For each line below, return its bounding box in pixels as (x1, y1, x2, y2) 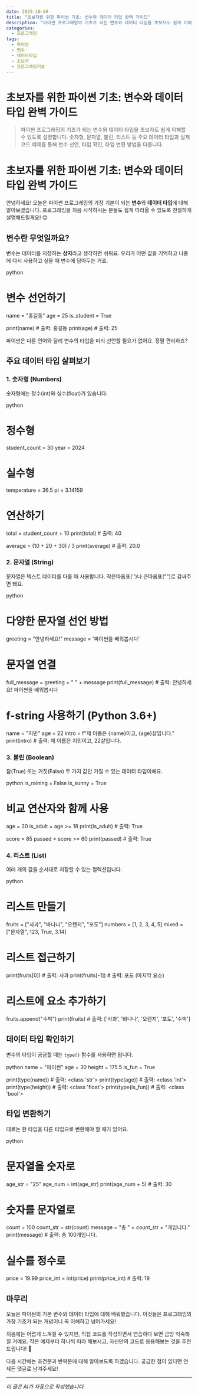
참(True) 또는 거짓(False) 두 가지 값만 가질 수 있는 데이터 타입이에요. (6, 767, 163, 775)
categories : (6, 25, 35, 31)
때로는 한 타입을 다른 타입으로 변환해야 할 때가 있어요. (6, 1125, 128, 1132)
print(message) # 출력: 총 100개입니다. (6, 1231, 97, 1239)
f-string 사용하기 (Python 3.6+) (6, 709, 157, 722)
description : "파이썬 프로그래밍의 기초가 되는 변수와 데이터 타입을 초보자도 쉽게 (6, 19, 181, 25)
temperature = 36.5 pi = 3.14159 (6, 486, 84, 494)
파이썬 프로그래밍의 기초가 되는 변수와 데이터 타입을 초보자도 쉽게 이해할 (20, 126, 186, 133)
